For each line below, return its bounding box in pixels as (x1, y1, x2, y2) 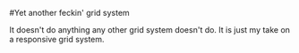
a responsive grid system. (9, 34, 105, 44)
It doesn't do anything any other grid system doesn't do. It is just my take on (9, 25, 291, 34)
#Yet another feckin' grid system (9, 8, 130, 18)
